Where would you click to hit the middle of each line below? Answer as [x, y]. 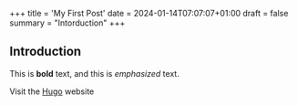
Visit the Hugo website [52, 91]
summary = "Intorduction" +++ [67, 23]
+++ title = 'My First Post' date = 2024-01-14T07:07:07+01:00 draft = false [149, 13]
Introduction [46, 52]
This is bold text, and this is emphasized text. [94, 73]
